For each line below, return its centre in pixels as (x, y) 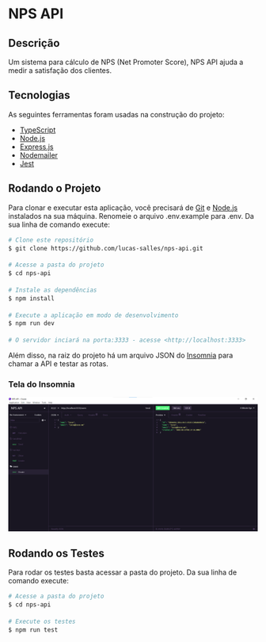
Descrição (34, 43)
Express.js (36, 147)
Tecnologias (39, 96)
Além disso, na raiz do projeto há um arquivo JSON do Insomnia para (121, 355)
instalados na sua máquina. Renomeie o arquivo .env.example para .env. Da (131, 216)
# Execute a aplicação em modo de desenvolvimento (93, 315)
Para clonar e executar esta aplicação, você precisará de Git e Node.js (123, 208)
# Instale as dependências (53, 290)
